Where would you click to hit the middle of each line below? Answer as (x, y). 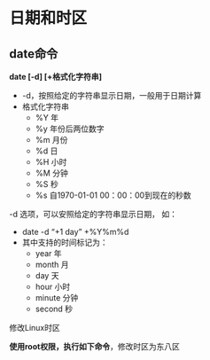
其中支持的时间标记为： (65, 242)
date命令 (34, 54)
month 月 (52, 264)
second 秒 (54, 309)
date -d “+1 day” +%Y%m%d (75, 232)
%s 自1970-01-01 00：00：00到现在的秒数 (113, 195)
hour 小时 (53, 286)
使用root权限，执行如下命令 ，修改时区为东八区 (94, 346)
